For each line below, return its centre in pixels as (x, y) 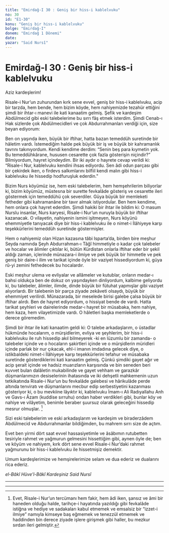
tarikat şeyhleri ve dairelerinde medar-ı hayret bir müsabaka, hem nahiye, (81, 307)
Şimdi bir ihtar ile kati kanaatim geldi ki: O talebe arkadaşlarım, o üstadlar (80, 327)
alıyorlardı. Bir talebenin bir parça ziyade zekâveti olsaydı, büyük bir (75, 291)
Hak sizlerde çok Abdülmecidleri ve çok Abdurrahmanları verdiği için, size (82, 123)
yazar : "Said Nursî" (27, 43)
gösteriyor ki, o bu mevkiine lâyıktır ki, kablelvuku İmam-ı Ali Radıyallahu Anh (84, 391)
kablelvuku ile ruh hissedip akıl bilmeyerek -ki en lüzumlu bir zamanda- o (80, 338)
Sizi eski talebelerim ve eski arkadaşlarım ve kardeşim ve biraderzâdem (79, 418)
